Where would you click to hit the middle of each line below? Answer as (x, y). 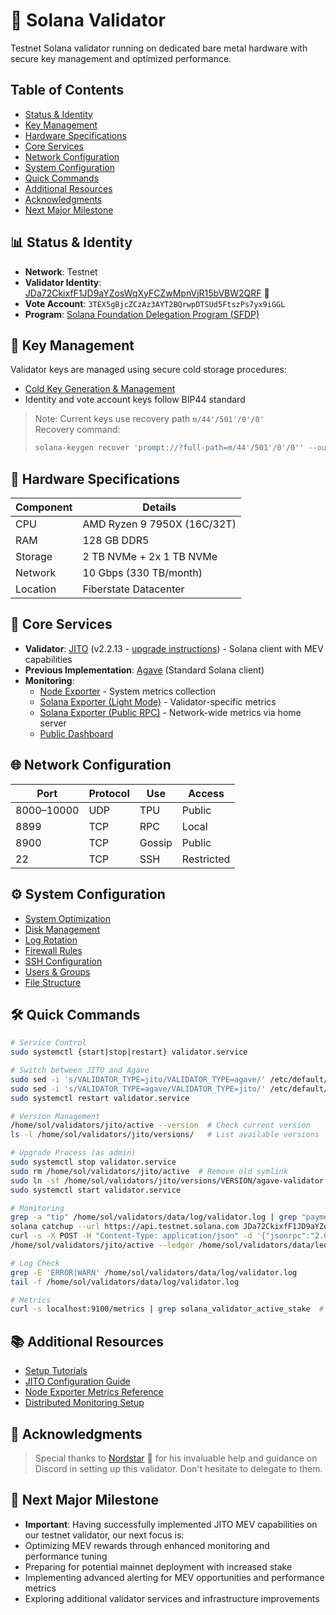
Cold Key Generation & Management (100, 389)
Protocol (109, 793)
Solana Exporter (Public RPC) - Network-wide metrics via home (170, 712)
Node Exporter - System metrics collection (128, 691)
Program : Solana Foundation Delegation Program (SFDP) (142, 314)
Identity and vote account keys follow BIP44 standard (135, 400)
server (53, 723)
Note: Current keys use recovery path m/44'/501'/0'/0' (149, 419)
